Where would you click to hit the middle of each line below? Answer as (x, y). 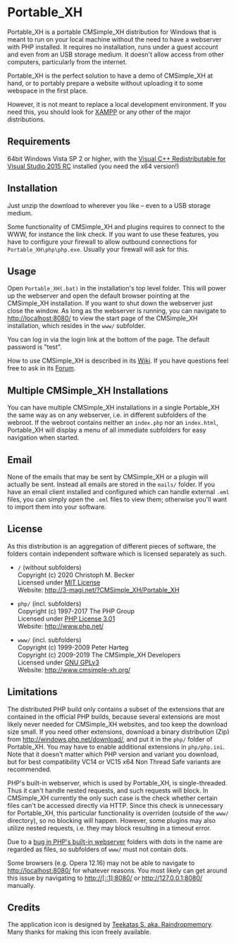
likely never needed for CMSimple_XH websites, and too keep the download (117, 724)
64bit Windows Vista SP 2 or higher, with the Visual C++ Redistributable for (117, 158)
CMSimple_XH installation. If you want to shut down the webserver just (110, 303)
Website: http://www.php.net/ (61, 626)
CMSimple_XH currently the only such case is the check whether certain (112, 798)
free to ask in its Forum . (42, 368)
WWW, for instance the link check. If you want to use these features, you (113, 234)
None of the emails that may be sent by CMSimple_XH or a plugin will (108, 477)
